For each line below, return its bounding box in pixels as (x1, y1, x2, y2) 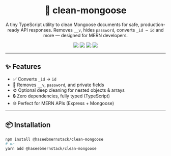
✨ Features (5, 62, 41, 71)
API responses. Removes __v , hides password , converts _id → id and (20, 27, 164, 33)
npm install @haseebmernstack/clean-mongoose (5, 137, 103, 142)
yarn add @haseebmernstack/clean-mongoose (5, 146, 97, 151)
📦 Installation (5, 121, 51, 129)
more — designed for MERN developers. (43, 32, 128, 38)
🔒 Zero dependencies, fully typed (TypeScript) (12, 93, 110, 99)
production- (140, 21, 165, 28)
